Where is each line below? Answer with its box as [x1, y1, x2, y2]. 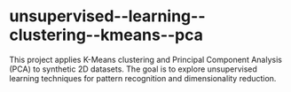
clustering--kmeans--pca [9, 25, 204, 45]
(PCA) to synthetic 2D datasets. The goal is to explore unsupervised [9, 64, 257, 74]
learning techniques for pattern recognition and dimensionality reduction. [9, 73, 277, 83]
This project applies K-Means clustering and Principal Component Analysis [9, 54, 282, 65]
